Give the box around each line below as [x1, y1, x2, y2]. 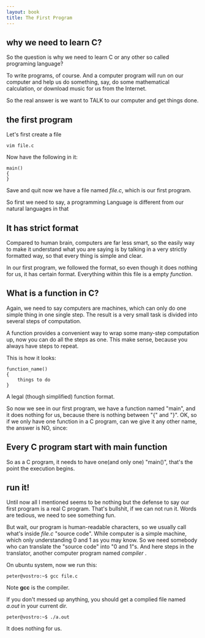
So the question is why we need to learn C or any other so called [6, 53, 170, 61]
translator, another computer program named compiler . [6, 549, 147, 557]
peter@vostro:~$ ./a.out [6, 614, 70, 620]
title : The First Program [6, 15, 72, 21]
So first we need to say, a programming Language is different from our [6, 198, 184, 206]
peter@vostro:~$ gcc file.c [6, 573, 78, 579]
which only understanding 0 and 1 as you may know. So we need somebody [6, 536, 198, 544]
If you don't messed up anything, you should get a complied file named [6, 596, 186, 603]
